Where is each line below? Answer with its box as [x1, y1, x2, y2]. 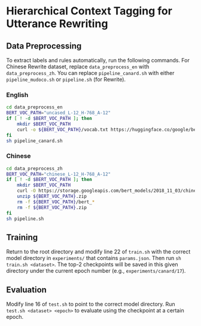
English [6, 90, 29, 99]
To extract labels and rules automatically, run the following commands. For [6, 57, 190, 64]
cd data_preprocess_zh [6, 165, 63, 171]
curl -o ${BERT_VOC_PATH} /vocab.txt [17, 126, 109, 132]
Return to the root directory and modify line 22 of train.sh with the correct [6, 248, 191, 255]
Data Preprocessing [6, 41, 82, 51]
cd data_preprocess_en [6, 104, 63, 110]
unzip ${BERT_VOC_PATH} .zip [17, 194, 87, 200]
